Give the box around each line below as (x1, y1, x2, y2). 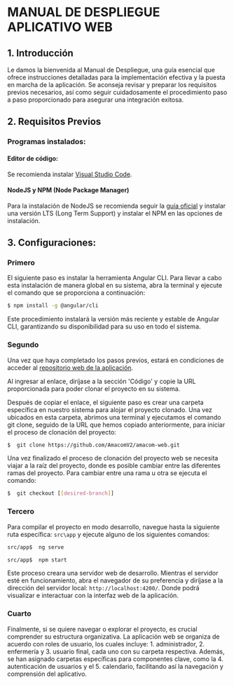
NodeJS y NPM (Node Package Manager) (7, 186, 130, 194)
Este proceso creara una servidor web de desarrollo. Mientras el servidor (7, 569, 219, 578)
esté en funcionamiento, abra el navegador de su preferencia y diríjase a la (7, 576, 223, 585)
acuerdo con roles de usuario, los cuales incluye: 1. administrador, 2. (7, 639, 205, 648)
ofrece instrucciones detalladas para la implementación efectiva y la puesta (7, 73, 226, 81)
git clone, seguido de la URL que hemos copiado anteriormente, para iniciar (7, 420, 226, 429)
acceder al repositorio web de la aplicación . (7, 363, 134, 372)
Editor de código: (7, 154, 58, 162)
